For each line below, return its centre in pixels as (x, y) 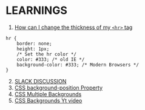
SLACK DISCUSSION (40, 81)
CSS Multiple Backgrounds (48, 94)
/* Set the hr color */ (47, 54)
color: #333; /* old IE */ (51, 59)
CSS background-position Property (59, 88)
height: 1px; (33, 49)
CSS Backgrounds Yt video (48, 100)
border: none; (34, 44)
